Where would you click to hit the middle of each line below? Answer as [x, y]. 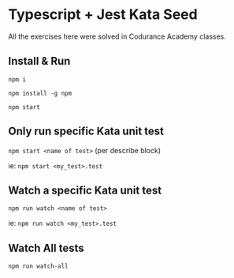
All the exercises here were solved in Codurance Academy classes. [117, 36]
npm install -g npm [40, 93]
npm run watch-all [38, 266]
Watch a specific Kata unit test [85, 190]
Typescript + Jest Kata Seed [103, 15]
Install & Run [39, 61]
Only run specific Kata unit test [86, 131]
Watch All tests [46, 248]
